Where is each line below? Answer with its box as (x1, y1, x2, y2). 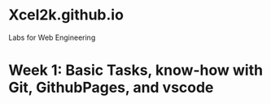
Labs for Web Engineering (8, 32, 96, 42)
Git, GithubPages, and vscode (8, 79, 214, 97)
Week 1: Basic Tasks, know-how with (8, 61, 263, 80)
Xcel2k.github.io (8, 6, 125, 24)
